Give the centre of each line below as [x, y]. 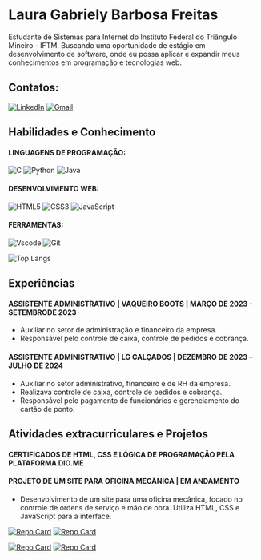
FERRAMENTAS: [36, 225]
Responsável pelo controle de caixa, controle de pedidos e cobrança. [135, 339]
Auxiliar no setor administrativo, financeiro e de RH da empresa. [125, 383]
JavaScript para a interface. [66, 516]
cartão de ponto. [47, 409]
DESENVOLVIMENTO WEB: [54, 188]
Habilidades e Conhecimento [82, 133]
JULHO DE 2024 [36, 365]
